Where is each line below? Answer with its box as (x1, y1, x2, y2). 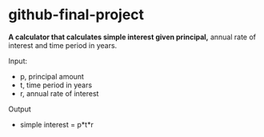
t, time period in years (19, 80, 93, 90)
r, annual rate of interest (19, 88, 99, 98)
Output (8, 104, 31, 114)
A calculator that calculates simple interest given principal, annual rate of (8, 32, 257, 42)
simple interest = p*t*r (19, 119, 94, 129)
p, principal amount (19, 71, 84, 81)
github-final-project (8, 6, 145, 24)
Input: (8, 56, 28, 66)
